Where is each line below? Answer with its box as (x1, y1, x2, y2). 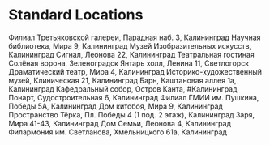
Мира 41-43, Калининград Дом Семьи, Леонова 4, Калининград (8, 118, 232, 128)
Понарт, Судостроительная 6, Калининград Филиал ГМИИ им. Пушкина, (8, 92, 259, 102)
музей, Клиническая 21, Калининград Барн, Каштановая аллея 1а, (8, 75, 237, 85)
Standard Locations (8, 6, 144, 24)
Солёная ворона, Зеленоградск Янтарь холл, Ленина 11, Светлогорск (8, 58, 250, 68)
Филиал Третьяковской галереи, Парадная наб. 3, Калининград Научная (8, 32, 261, 42)
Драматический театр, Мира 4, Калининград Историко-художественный (8, 66, 262, 76)
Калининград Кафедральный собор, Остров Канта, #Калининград (8, 83, 238, 94)
